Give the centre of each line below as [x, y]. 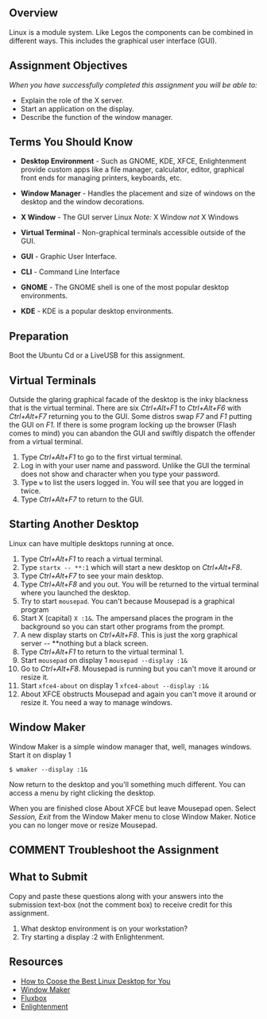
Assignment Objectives [68, 66]
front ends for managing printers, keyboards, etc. [101, 178]
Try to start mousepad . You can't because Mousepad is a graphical [128, 601]
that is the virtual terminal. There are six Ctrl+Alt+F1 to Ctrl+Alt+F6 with [125, 408]
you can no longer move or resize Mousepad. [83, 825]
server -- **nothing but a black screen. [85, 643]
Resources [36, 962]
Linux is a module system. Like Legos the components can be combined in [131, 32]
